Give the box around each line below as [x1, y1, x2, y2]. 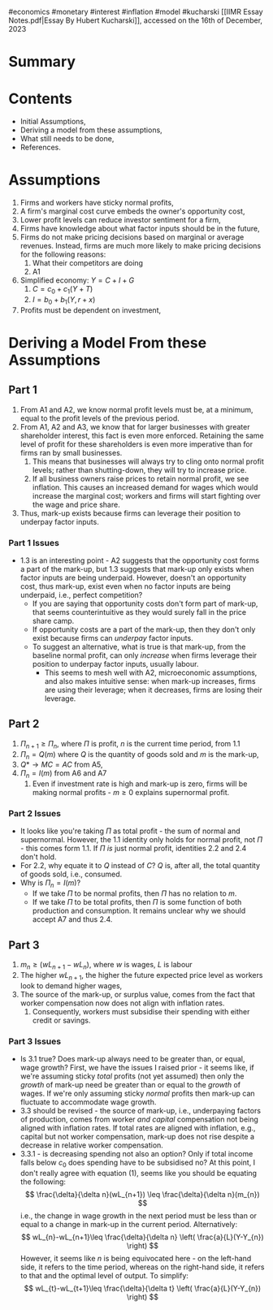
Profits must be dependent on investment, [19, 305, 161, 315]
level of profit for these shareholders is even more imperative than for [19, 439, 253, 449]
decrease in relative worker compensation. [19, 1140, 164, 1150]
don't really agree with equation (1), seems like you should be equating [19, 1168, 258, 1178]
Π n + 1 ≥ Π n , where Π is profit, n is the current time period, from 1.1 [19, 738, 241, 750]
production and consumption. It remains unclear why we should [32, 906, 246, 916]
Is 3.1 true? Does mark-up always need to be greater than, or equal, [19, 1053, 245, 1063]
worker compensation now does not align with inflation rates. [19, 998, 225, 1008]
